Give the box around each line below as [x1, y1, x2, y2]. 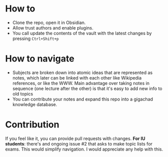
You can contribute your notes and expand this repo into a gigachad [12, 96, 153, 102]
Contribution [5, 119, 60, 130]
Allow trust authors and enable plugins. [12, 24, 94, 30]
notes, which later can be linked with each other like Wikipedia [12, 74, 142, 80]
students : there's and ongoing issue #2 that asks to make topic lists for [5, 140, 153, 146]
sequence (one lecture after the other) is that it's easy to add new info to [12, 85, 162, 91]
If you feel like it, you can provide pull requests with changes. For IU [5, 135, 145, 141]
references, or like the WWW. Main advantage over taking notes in [12, 80, 149, 86]
